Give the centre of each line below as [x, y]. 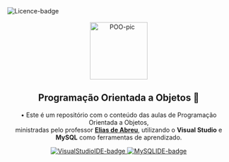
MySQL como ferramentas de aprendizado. [119, 137]
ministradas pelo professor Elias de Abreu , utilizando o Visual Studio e [119, 130]
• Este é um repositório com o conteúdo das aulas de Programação [119, 115]
